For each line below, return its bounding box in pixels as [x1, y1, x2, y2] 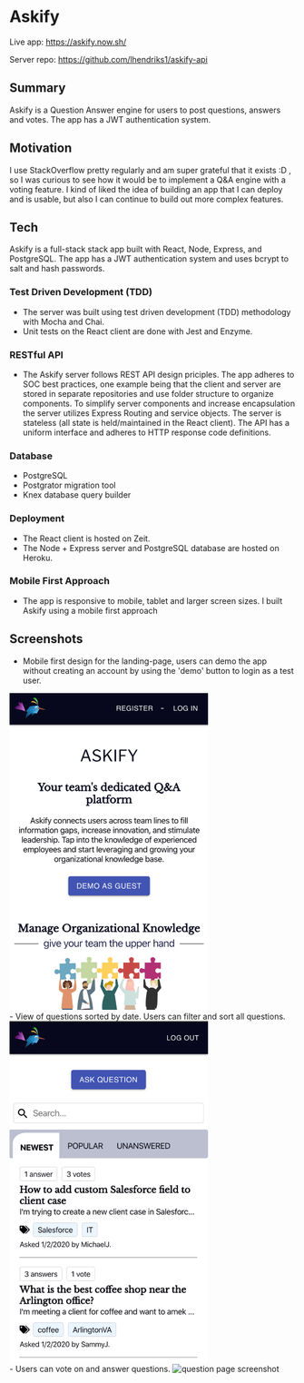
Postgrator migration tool [22, 479, 116, 491]
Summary [9, 80, 66, 96]
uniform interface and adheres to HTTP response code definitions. [22, 427, 271, 438]
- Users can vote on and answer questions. [9, 1364, 171, 1375]
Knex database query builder [22, 489, 132, 500]
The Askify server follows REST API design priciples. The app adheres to [22, 369, 295, 380]
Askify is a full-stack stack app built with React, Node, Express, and [9, 243, 262, 255]
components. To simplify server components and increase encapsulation [22, 398, 296, 409]
